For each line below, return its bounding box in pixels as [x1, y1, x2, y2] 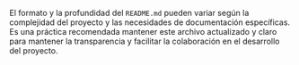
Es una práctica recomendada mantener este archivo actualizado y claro [9, 27, 277, 37]
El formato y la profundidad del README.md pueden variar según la [9, 8, 250, 18]
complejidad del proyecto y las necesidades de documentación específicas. [9, 17, 290, 28]
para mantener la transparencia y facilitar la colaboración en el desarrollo [9, 36, 280, 46]
